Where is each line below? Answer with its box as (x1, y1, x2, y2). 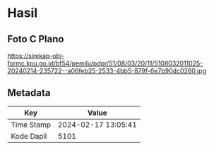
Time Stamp (11, 120, 52, 130)
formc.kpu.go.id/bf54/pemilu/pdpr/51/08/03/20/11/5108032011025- (7, 59, 203, 68)
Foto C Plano (7, 33, 64, 45)
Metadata (7, 87, 51, 99)
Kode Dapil (11, 131, 47, 141)
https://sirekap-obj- (7, 51, 65, 60)
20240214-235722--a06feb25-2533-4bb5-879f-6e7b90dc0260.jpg (7, 67, 207, 75)
